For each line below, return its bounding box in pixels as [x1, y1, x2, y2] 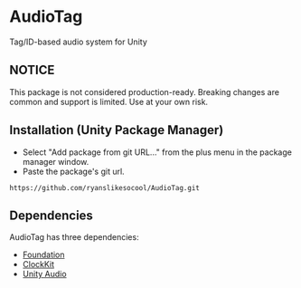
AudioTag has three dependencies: [9, 232, 139, 243]
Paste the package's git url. [22, 166, 125, 177]
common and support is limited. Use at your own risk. [9, 96, 209, 107]
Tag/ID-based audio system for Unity [9, 36, 147, 47]
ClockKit [22, 259, 55, 270]
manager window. [22, 156, 89, 167]
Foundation [22, 249, 65, 260]
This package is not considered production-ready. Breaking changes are [9, 86, 280, 97]
